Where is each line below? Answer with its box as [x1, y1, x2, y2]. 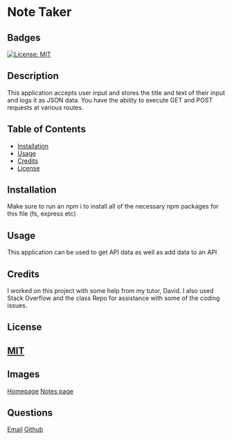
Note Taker [7, 4, 72, 20]
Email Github [7, 425, 44, 434]
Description [7, 70, 59, 82]
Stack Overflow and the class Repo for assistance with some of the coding [7, 294, 220, 302]
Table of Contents [7, 123, 87, 135]
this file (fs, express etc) [7, 209, 76, 218]
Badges [7, 32, 41, 44]
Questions [7, 407, 53, 419]
